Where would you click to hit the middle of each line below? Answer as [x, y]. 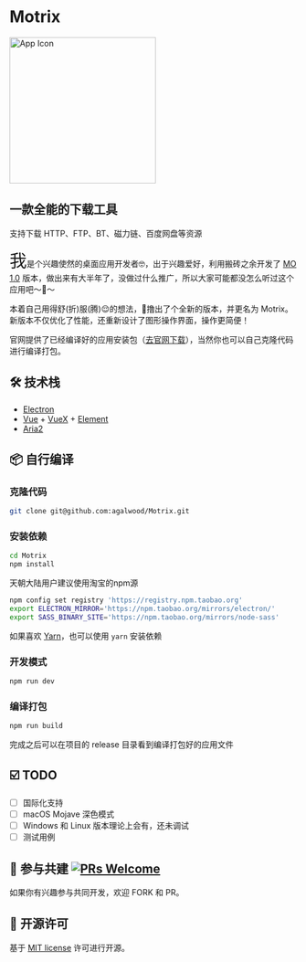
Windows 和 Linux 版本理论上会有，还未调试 [106, 826]
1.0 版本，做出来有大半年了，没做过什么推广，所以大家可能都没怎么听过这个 [152, 278]
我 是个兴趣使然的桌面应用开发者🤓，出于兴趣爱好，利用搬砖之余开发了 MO [153, 260]
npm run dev [32, 682]
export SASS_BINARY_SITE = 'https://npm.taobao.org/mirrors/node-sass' [145, 617]
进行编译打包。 [37, 351]
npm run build [37, 726]
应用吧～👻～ [32, 289]
